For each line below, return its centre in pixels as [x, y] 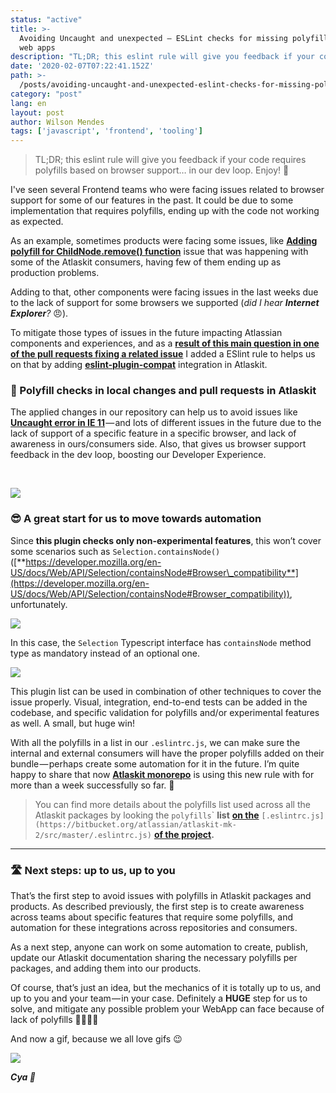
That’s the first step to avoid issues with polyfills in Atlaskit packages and [161, 896]
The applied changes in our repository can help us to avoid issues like [154, 412]
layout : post [37, 112]
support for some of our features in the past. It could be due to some [152, 200]
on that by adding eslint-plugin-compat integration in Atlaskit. [139, 365]
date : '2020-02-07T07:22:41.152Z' [82, 66]
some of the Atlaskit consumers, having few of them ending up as [146, 262]
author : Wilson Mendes [57, 122]
